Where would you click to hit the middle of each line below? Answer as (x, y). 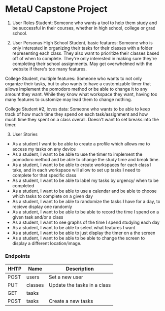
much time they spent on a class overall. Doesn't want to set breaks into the (82, 119)
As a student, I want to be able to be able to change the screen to (79, 238)
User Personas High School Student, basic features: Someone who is (82, 42)
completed (23, 185)
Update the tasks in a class (80, 285)
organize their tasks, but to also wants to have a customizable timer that (78, 84)
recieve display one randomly (42, 207)
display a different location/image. (47, 243)
